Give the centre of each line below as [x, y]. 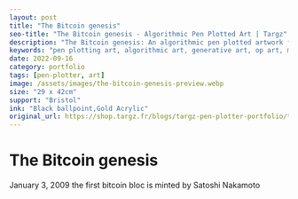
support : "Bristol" [45, 100]
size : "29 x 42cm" [43, 92]
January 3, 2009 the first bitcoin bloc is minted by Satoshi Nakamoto [135, 185]
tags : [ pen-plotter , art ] [57, 76]
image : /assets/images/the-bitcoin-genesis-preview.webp [117, 84]
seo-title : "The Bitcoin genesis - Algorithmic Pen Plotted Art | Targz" [149, 34]
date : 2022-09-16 [41, 59]
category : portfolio [47, 68]
